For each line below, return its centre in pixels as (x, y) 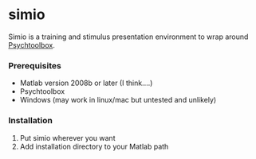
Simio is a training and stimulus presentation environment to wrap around (128, 37)
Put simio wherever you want (67, 138)
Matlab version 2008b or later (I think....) (86, 83)
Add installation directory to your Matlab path (94, 146)
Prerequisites (35, 65)
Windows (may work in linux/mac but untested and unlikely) (118, 100)
